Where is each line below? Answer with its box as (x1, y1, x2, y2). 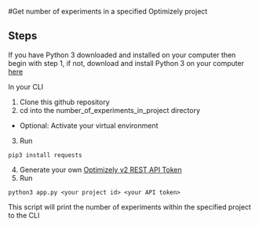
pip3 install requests (8, 151, 82, 159)
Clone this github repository (19, 97, 110, 107)
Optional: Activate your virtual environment (19, 121, 159, 130)
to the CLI (8, 210, 40, 220)
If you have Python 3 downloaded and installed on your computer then (8, 50, 236, 60)
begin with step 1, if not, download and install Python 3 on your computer (8, 58, 245, 67)
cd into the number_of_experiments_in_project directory (19, 105, 201, 115)
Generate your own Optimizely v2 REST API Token (19, 165, 182, 174)
